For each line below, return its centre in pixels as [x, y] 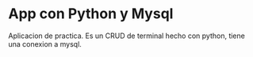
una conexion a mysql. [45, 44]
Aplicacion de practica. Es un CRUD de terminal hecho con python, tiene [127, 36]
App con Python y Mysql [91, 14]
